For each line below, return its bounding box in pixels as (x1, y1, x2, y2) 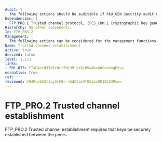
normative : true (5, 70, 38, 75)
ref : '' (5, 75, 21, 79)
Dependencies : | (5, 16, 38, 21)
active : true (5, 47, 31, 52)
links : (5, 61, 18, 66)
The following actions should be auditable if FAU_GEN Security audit (9, 12, 154, 16)
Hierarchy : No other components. (5, 25, 72, 30)
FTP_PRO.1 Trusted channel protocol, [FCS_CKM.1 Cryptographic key (9, 20, 148, 26)
